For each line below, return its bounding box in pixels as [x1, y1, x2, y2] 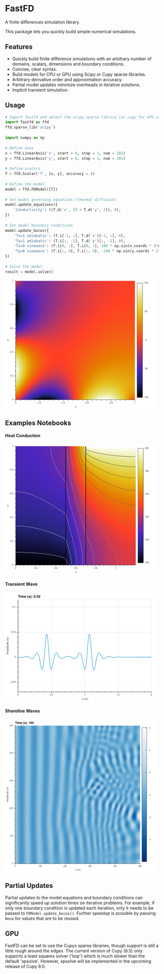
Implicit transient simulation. [12, 87, 69, 93]
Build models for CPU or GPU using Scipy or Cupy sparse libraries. [12, 71, 146, 77]
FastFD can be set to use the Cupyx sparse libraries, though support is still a [5, 942, 159, 949]
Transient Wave [5, 581, 38, 587]
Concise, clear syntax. [12, 66, 58, 72]
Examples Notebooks [5, 419, 72, 427]
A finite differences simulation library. [5, 19, 81, 25]
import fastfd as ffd [5, 120, 49, 125]
